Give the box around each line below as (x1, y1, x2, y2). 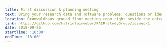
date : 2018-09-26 (5, 25, 41, 30)
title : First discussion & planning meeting (5, 7, 99, 12)
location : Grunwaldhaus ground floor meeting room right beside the (5, 16, 150, 21)
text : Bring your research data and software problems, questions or (5, 12, 153, 17)
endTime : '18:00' (5, 35, 41, 40)
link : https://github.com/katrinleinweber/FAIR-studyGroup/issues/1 (5, 21, 150, 26)
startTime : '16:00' (5, 30, 46, 35)
